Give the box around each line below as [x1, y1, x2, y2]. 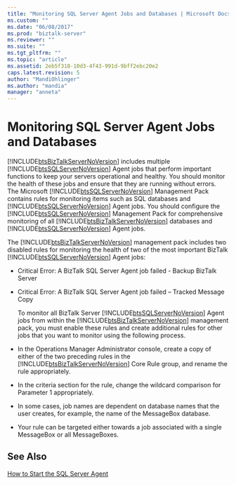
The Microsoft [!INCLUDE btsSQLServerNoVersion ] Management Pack [7, 187, 209, 195]
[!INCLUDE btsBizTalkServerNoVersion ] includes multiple [7, 157, 171, 166]
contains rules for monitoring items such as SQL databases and [7, 195, 191, 203]
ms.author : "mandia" [7, 82, 68, 89]
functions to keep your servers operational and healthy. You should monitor [7, 172, 225, 181]
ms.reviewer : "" [7, 37, 55, 44]
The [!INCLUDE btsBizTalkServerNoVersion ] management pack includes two [7, 238, 227, 247]
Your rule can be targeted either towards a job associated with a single [17, 423, 223, 432]
